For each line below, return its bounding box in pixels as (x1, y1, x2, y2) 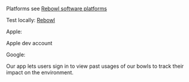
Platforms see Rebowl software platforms (6, 5, 107, 12)
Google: (6, 51, 26, 58)
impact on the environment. (6, 69, 74, 76)
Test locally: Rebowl (6, 17, 55, 23)
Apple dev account (6, 40, 52, 46)
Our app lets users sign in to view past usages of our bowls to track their (6, 62, 184, 70)
